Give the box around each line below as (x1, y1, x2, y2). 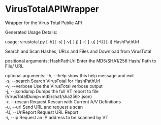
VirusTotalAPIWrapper (5, 3, 99, 15)
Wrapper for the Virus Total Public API (5, 20, 82, 26)
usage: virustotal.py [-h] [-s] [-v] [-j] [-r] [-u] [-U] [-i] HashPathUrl (5, 38, 139, 45)
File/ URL (5, 63, 24, 69)
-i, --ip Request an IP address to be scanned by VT (5, 114, 108, 120)
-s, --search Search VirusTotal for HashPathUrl (5, 78, 100, 84)
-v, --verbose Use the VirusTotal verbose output (5, 83, 103, 89)
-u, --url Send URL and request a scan (5, 104, 83, 110)
